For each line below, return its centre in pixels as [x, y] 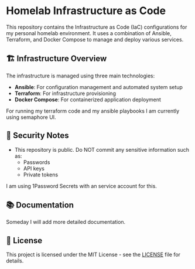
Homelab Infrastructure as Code [86, 11]
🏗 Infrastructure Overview [57, 59]
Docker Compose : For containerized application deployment [88, 99]
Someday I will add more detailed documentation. [66, 222]
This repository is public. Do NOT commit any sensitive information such [102, 149]
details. [15, 261]
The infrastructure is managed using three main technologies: [81, 76]
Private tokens [41, 175]
